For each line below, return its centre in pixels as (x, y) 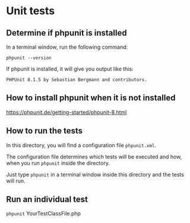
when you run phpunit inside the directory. (58, 163)
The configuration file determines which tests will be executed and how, (94, 157)
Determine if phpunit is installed (66, 33)
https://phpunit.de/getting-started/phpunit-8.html (66, 112)
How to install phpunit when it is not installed (91, 98)
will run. (16, 181)
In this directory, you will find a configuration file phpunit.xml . (81, 145)
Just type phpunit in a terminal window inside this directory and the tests (95, 174)
